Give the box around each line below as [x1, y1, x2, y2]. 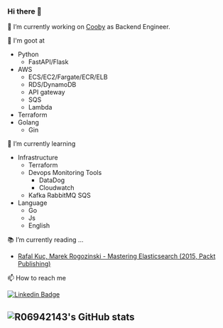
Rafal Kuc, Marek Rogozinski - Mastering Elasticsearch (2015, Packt [17, 252, 216, 260]
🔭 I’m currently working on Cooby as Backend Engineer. [7, 23, 170, 31]
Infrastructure [17, 153, 58, 162]
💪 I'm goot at [7, 36, 45, 45]
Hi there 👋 [7, 6, 43, 16]
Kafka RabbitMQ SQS [28, 191, 91, 200]
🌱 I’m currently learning [7, 139, 76, 148]
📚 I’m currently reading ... [7, 236, 84, 244]
